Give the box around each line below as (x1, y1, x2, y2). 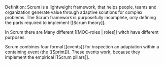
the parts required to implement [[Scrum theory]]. (5, 20, 106, 25)
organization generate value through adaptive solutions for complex (5, 9, 143, 15)
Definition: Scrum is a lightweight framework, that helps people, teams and (5, 4, 157, 10)
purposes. (5, 34, 26, 40)
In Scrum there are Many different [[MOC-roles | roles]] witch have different (5, 29, 159, 35)
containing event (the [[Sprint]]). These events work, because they (5, 49, 140, 55)
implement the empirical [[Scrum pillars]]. (5, 54, 90, 60)
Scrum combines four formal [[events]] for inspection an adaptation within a (5, 44, 159, 49)
